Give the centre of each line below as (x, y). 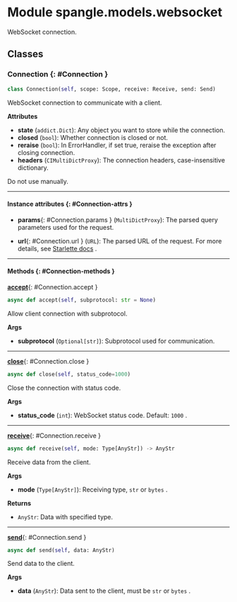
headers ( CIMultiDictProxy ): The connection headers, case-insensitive (121, 160)
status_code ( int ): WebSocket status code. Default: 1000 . (102, 415)
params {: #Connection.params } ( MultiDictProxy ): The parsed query (118, 219)
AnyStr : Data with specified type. (65, 516)
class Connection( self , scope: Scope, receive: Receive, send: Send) (112, 89)
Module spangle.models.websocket (115, 12)
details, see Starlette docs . (57, 248)
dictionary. (33, 168)
